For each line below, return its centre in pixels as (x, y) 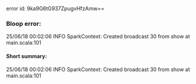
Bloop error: (24, 23)
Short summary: (27, 56)
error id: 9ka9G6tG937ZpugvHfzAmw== (55, 9)
